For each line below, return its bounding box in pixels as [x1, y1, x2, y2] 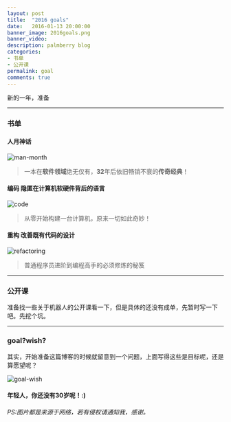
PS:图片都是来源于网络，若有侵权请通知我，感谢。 [7, 408, 149, 416]
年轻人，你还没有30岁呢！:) [7, 391, 86, 399]
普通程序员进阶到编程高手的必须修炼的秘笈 [23, 260, 145, 269]
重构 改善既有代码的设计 [7, 231, 76, 239]
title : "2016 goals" [7, 16, 69, 23]
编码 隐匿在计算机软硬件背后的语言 [7, 184, 105, 192]
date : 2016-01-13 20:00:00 [7, 23, 91, 30]
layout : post [7, 10, 45, 17]
